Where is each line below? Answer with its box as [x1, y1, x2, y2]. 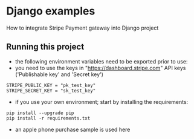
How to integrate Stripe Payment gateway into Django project [6, 24, 159, 31]
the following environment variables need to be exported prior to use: [15, 57, 188, 65]
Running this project [6, 42, 85, 52]
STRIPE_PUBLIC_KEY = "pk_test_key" [6, 82, 96, 88]
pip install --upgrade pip [6, 110, 74, 116]
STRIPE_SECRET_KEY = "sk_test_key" [6, 88, 96, 94]
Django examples [6, 4, 95, 18]
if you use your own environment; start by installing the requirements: [15, 98, 189, 105]
